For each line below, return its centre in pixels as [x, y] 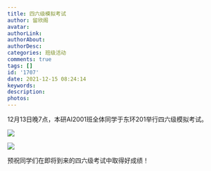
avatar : [19, 27]
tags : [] [20, 66]
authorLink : [25, 33]
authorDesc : [25, 46]
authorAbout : [26, 40]
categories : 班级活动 [37, 53]
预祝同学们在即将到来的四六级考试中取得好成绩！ [78, 160]
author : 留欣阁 [28, 20]
